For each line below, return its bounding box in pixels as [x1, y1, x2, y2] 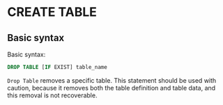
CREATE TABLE [7, 4, 98, 20]
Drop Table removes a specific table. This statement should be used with [7, 76, 217, 84]
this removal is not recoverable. [7, 91, 98, 99]
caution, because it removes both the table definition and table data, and [7, 83, 216, 92]
